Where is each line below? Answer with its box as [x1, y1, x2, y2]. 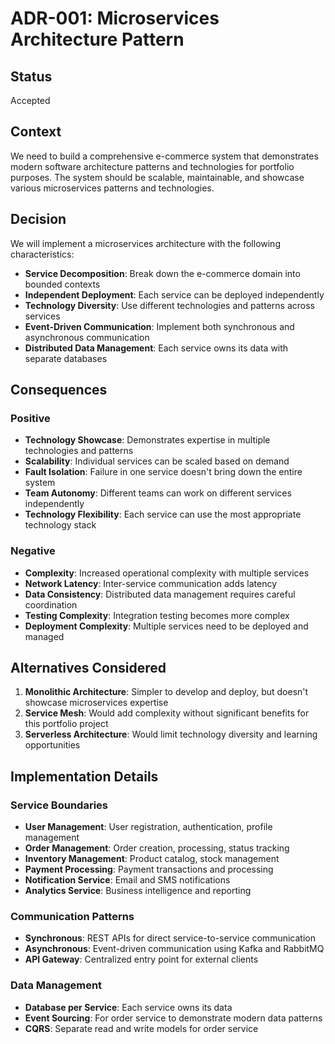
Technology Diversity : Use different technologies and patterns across [24, 299, 315, 311]
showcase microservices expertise [24, 697, 169, 709]
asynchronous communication [24, 331, 150, 343]
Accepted [10, 95, 51, 106]
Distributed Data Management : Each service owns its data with [24, 342, 289, 354]
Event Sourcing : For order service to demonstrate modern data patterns [24, 1012, 323, 1024]
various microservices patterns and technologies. [10, 182, 215, 194]
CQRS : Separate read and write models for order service [24, 1022, 259, 1034]
